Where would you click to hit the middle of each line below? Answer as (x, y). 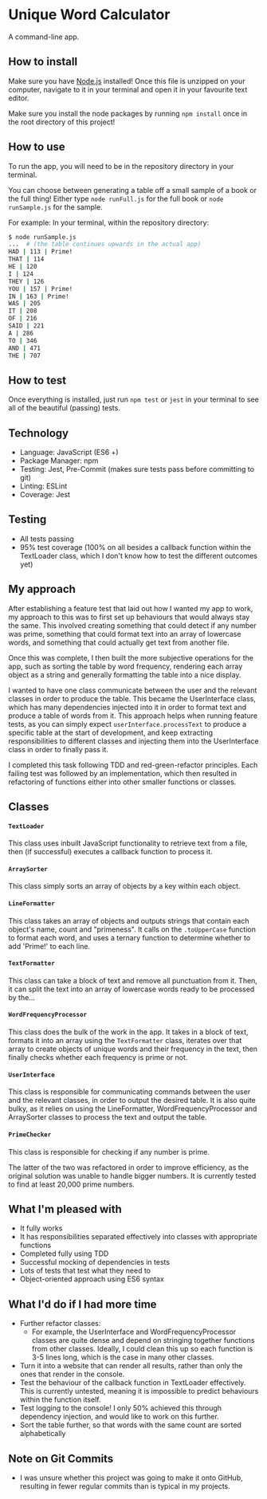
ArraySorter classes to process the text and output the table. (108, 1117)
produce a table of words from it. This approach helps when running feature (133, 716)
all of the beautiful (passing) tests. (65, 408)
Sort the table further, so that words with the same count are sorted (130, 1425)
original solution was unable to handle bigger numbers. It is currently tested (132, 1175)
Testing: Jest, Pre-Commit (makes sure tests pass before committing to (137, 469)
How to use (37, 147)
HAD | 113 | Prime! (41, 252)
